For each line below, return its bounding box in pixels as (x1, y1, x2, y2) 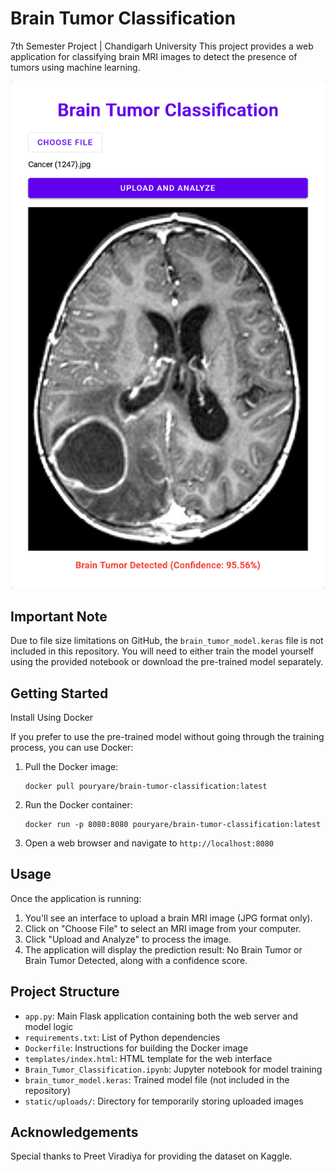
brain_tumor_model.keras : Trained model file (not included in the (24, 1073, 290, 1086)
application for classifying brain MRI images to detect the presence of (10, 50, 298, 62)
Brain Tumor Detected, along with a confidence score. (24, 954, 248, 966)
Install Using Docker (10, 712, 93, 724)
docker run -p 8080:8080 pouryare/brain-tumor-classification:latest (24, 820, 322, 830)
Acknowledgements (10, 1124, 139, 1141)
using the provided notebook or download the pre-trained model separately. (10, 656, 324, 668)
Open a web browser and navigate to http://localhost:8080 (24, 837, 275, 849)
